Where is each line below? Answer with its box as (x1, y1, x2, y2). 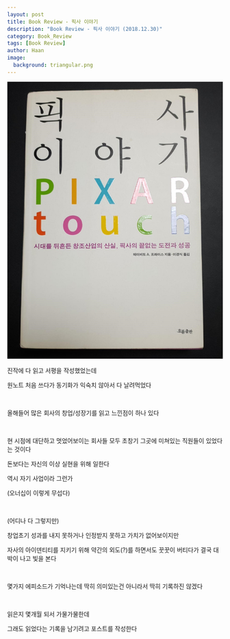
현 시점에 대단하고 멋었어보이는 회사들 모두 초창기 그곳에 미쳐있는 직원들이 (7, 437, 205, 445)
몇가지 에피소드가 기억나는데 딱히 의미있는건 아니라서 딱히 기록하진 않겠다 (7, 582, 203, 590)
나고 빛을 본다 (19, 555, 57, 563)
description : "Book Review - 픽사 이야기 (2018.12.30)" (7, 25, 163, 32)
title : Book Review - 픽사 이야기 (7, 18, 99, 25)
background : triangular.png (13, 62, 94, 68)
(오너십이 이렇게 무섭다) (7, 489, 71, 497)
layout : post (7, 11, 44, 18)
